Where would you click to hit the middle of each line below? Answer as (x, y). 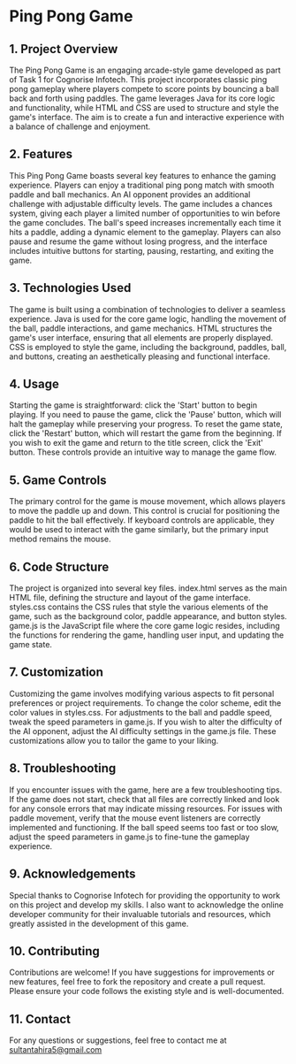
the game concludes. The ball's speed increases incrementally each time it (145, 222)
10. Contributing (54, 951)
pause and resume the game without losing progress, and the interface (138, 241)
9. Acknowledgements (72, 874)
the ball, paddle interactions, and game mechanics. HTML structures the (140, 328)
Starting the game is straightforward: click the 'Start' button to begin (133, 405)
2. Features (41, 154)
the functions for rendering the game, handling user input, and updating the (147, 635)
